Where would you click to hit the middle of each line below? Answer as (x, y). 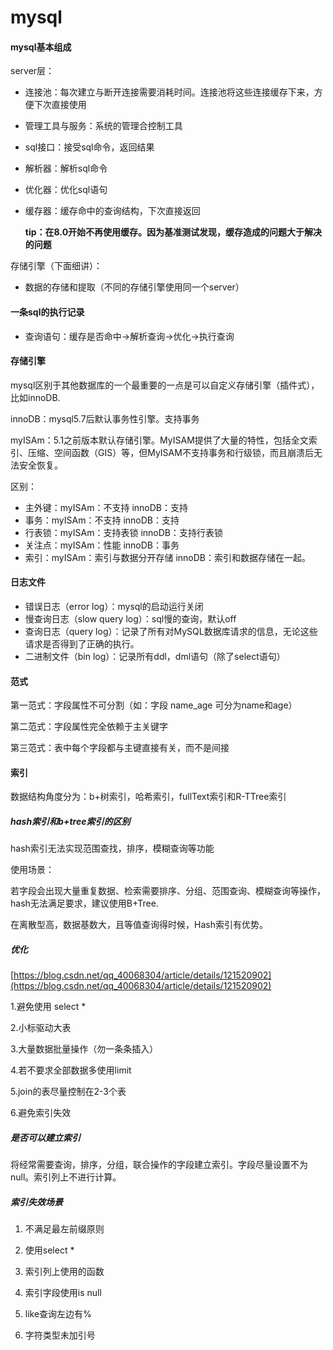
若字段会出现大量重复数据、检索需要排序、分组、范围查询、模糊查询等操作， (168, 891)
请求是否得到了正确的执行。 (82, 644)
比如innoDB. (35, 397)
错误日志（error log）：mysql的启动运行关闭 (114, 606)
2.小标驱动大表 (41, 1028)
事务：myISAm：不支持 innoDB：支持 (102, 520)
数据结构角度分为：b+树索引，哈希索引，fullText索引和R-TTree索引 (148, 797)
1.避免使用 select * (48, 1007)
